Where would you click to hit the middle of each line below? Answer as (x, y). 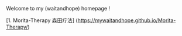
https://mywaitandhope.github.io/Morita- (127, 20)
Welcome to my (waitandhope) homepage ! (58, 8)
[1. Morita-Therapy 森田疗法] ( (42, 20)
